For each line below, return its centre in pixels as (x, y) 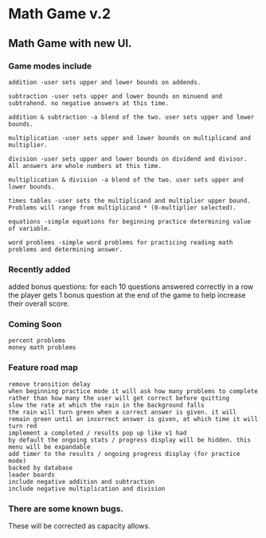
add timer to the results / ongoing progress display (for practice (124, 454)
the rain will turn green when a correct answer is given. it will (123, 412)
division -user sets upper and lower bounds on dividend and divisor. (128, 159)
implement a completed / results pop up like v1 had (98, 433)
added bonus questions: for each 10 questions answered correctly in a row (131, 287)
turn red (23, 426)
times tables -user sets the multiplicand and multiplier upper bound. (129, 201)
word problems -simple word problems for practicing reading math (121, 242)
